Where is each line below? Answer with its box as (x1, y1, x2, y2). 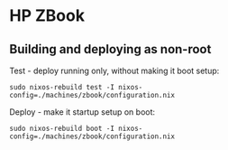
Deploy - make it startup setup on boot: (9, 107, 156, 117)
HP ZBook (9, 5, 86, 26)
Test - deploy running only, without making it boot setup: (9, 65, 220, 76)
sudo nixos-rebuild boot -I (9, 124, 115, 133)
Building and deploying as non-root (9, 42, 212, 57)
